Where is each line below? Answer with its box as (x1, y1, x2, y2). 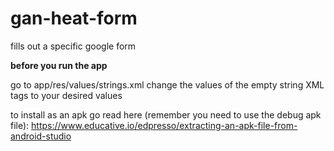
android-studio (10, 130, 72, 142)
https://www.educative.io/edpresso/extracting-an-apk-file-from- (31, 119, 298, 131)
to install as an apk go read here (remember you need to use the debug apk (10, 108, 322, 121)
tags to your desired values (10, 89, 123, 101)
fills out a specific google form (10, 40, 137, 52)
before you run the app (10, 59, 108, 71)
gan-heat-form (10, 7, 138, 30)
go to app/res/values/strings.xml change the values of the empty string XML (10, 78, 325, 91)
